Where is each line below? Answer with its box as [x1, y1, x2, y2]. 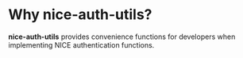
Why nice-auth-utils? [8, 6, 152, 24]
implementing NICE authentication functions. [8, 40, 155, 49]
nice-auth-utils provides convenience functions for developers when [8, 32, 236, 41]
